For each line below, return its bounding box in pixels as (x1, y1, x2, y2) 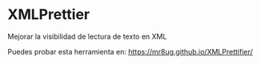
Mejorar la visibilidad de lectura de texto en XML (7, 32, 167, 41)
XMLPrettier (7, 6, 90, 24)
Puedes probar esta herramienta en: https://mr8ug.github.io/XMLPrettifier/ (7, 47, 253, 56)
